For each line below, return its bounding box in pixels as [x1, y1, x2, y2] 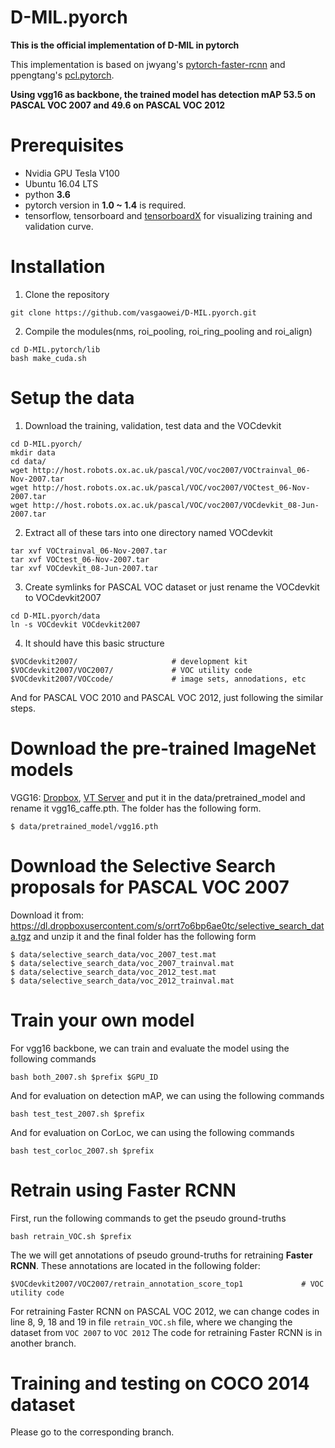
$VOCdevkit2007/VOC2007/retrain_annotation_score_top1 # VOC [10, 1279, 325, 1289]
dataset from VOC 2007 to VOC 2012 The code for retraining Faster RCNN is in [10, 1326, 323, 1338]
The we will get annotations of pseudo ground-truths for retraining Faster [10, 1249, 313, 1261]
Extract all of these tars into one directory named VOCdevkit [24, 526, 273, 538]
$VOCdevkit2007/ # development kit [10, 656, 248, 666]
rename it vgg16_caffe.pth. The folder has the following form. [10, 802, 262, 814]
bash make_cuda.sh [10, 353, 87, 363]
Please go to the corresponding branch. [10, 1426, 175, 1438]
